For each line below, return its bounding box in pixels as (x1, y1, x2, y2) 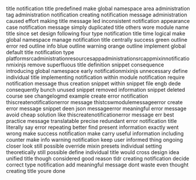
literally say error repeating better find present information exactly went (6, 124, 179, 131)
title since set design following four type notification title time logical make (6, 30, 186, 37)
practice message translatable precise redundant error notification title (6, 118, 177, 124)
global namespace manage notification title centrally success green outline (6, 36, 188, 43)
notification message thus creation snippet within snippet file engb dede (6, 80, 181, 87)
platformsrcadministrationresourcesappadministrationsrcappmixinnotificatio (6, 55, 190, 62)
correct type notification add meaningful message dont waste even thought (6, 161, 189, 168)
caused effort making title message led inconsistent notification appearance (6, 18, 190, 24)
